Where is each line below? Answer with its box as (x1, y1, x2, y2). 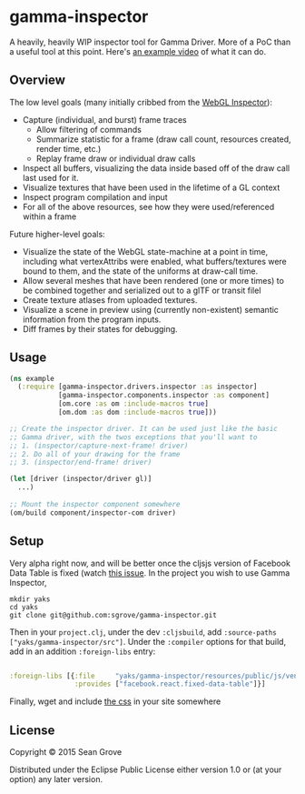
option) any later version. (9, 774, 103, 785)
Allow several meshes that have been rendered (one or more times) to (22, 275, 284, 286)
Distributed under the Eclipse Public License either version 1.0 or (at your (9, 764, 282, 775)
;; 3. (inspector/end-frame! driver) (9, 457, 152, 467)
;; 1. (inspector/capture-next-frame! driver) (9, 441, 189, 450)
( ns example (9, 374, 54, 383)
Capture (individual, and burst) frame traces (22, 114, 188, 125)
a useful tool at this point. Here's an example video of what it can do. (9, 45, 267, 56)
